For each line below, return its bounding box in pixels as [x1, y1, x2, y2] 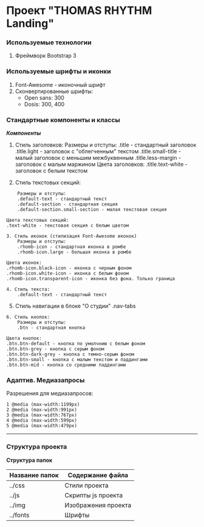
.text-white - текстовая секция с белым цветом [6, 222, 129, 229]
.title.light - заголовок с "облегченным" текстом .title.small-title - [15, 148, 181, 155]
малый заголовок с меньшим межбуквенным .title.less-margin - [15, 154, 181, 162]
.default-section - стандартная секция [17, 201, 118, 207]
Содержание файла [67, 470, 129, 479]
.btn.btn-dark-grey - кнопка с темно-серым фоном [6, 351, 135, 357]
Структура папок [6, 456, 53, 464]
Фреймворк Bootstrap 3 [15, 52, 77, 60]
